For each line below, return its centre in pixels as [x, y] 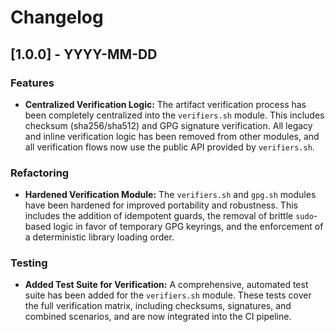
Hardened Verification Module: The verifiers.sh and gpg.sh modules [170, 195]
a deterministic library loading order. [99, 237]
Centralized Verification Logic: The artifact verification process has [165, 104]
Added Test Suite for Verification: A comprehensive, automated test [166, 285]
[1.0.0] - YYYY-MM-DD [84, 54]
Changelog [57, 17]
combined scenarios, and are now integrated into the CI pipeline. [158, 317]
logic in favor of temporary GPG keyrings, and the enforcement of [188, 227]
